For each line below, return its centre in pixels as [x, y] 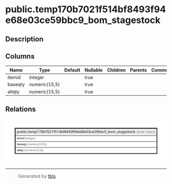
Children [116, 70]
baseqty [16, 85]
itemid [14, 77]
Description [24, 39]
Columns [20, 56]
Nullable [93, 70]
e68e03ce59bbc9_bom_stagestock [83, 20]
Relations [21, 109]
